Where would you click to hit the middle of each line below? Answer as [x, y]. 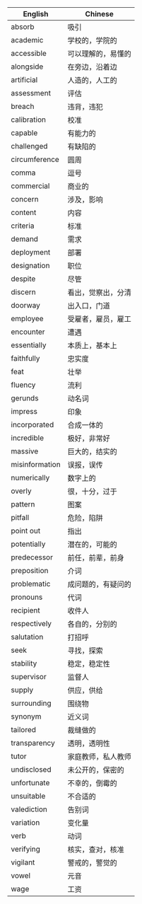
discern [24, 292]
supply [22, 690]
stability [24, 663]
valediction [29, 809]
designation [30, 266]
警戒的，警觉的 [93, 863]
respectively [31, 624]
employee [27, 319]
